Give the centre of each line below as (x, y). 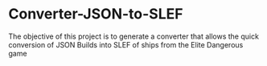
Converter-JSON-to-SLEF (96, 14)
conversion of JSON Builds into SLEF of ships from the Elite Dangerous (126, 44)
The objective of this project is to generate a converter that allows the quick (134, 36)
